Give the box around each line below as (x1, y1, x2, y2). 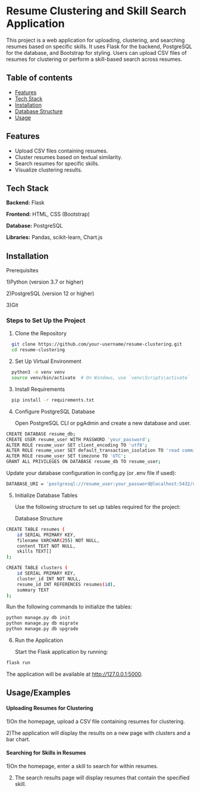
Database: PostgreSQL (6, 222, 63, 229)
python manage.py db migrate (6, 620, 79, 626)
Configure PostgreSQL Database (14, 408, 95, 415)
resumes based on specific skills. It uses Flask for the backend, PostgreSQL (6, 43, 192, 50)
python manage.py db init (6, 615, 70, 621)
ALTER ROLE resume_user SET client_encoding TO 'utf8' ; (6, 442, 148, 448)
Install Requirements (14, 386, 65, 393)
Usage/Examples (6, 688, 71, 698)
